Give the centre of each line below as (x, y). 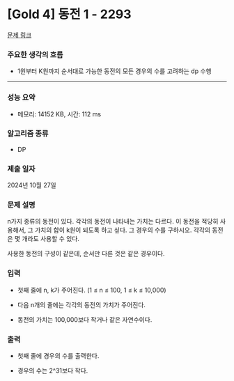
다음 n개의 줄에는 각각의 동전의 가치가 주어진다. (81, 304)
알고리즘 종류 (28, 134)
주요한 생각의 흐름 (36, 54)
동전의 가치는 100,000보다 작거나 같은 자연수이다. (85, 319)
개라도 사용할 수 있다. (51, 239)
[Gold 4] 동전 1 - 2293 (69, 14)
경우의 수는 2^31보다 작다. (53, 371)
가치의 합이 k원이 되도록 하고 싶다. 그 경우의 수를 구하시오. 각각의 (123, 230)
